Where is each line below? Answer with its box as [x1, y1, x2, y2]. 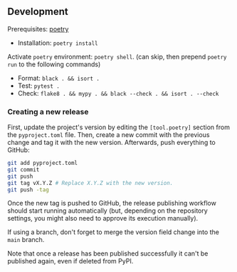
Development [7, 6, 69, 18]
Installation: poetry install [17, 39, 98, 47]
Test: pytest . [17, 81, 60, 90]
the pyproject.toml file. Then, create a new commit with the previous [7, 131, 210, 139]
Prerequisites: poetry [7, 24, 69, 33]
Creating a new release [7, 106, 89, 116]
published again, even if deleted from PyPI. [7, 257, 134, 266]
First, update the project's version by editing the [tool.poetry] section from [7, 123, 230, 131]
